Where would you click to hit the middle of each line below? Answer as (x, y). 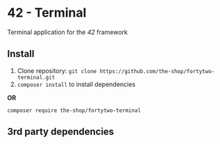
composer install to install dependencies (76, 84)
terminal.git (36, 77)
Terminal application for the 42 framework (68, 32)
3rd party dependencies (61, 132)
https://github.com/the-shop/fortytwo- (157, 71)
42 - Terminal (47, 13)
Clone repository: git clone (57, 70)
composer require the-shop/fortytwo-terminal (74, 110)
